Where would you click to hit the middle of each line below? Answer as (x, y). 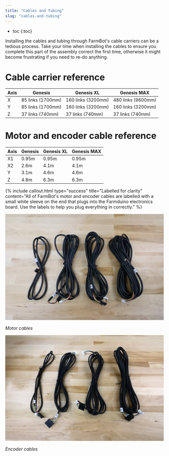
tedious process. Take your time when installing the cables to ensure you (81, 46)
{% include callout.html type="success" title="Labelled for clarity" (74, 191)
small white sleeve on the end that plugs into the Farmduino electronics (79, 201)
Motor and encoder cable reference (81, 136)
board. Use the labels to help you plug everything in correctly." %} (74, 207)
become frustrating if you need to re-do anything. (57, 57)
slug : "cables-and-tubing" (33, 16)
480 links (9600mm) (135, 100)
